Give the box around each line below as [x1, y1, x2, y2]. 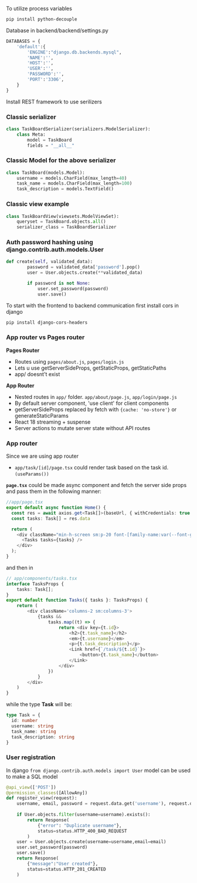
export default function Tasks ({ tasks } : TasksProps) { [6, 597, 148, 603]
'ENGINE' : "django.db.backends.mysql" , [27, 49, 122, 55]
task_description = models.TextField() [16, 186, 114, 192]
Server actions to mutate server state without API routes [14, 424, 151, 431]
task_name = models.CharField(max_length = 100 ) [16, 180, 133, 187]
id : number [11, 718, 38, 724]
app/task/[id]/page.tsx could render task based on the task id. [14, 464, 169, 471]
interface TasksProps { [6, 581, 64, 587]
